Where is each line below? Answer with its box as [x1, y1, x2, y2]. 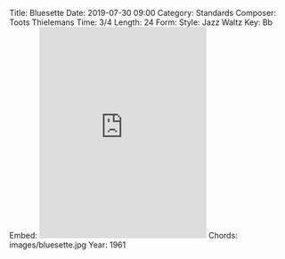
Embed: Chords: [9, 231, 238, 240]
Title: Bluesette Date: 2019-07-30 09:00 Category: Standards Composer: [9, 8, 277, 18]
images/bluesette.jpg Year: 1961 [9, 239, 126, 250]
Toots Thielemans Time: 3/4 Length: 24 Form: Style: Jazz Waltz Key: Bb [9, 17, 273, 28]
